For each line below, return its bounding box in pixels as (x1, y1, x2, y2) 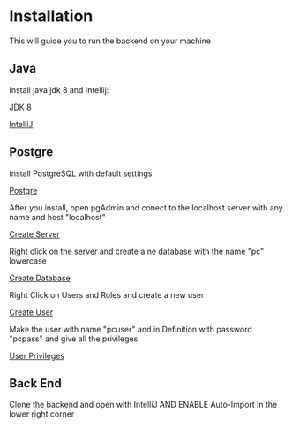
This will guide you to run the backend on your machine (9, 35, 212, 46)
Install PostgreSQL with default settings (9, 168, 153, 179)
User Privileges (9, 350, 64, 361)
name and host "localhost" (9, 211, 106, 222)
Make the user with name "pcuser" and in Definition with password (9, 324, 253, 334)
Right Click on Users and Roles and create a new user (9, 289, 205, 300)
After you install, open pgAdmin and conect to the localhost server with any (9, 202, 284, 213)
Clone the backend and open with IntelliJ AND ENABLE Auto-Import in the (9, 400, 278, 410)
